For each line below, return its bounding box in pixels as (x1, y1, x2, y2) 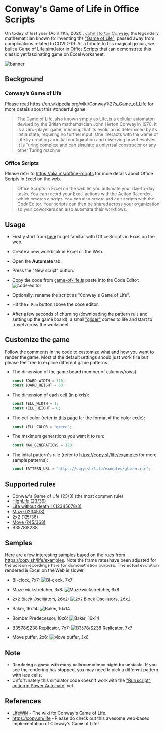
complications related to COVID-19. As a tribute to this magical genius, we (5, 40, 155, 46)
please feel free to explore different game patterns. (5, 359, 109, 365)
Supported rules (5, 480, 56, 489)
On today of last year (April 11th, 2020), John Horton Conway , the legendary (5, 30, 159, 36)
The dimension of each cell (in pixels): (12, 392, 90, 398)
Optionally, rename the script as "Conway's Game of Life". (12, 292, 130, 298)
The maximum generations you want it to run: (12, 433, 105, 439)
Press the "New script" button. (12, 267, 75, 273)
